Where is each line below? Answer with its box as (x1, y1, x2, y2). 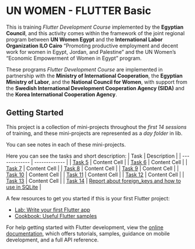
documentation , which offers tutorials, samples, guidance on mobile (6, 230, 170, 237)
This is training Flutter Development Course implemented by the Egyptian (6, 23, 184, 30)
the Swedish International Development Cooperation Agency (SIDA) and (6, 84, 184, 91)
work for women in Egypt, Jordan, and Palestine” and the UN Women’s (6, 48, 176, 55)
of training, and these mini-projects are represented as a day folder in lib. (6, 129, 183, 137)
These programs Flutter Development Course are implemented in (6, 66, 163, 73)
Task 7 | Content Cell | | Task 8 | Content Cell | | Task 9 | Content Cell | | (6, 165, 179, 172)
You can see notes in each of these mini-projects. (6, 141, 126, 148)
